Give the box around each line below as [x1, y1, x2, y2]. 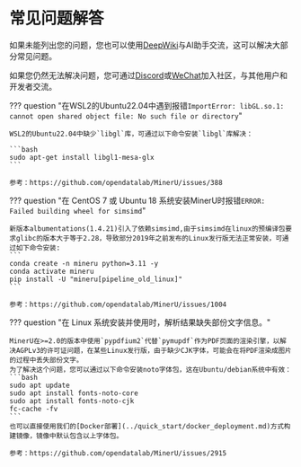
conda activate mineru [9, 267, 94, 276]
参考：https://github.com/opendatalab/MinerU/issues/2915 [9, 448, 227, 458]
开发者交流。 [9, 81, 57, 92]
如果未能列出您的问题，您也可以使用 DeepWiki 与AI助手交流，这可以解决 [9, 40, 272, 50]
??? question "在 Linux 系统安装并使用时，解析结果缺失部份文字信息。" [9, 316, 271, 328]
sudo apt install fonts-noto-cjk [9, 396, 135, 405]
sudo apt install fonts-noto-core [9, 388, 139, 398]
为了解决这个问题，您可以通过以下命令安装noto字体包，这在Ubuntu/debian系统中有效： [9, 365, 292, 374]
